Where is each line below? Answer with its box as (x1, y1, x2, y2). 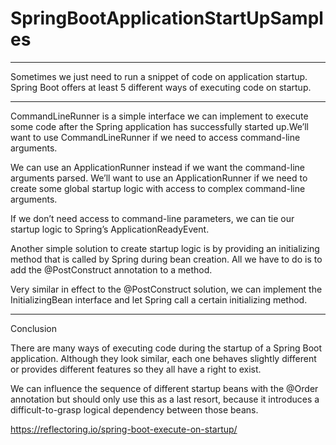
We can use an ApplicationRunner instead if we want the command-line (10, 161, 305, 173)
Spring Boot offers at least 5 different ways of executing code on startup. (10, 81, 312, 93)
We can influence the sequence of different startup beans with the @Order (10, 382, 319, 394)
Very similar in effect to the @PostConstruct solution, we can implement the (10, 283, 323, 295)
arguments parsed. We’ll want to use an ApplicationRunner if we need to (10, 172, 308, 184)
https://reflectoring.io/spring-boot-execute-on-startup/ (10, 423, 238, 435)
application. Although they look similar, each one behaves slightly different (10, 352, 317, 364)
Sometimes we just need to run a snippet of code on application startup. (10, 70, 308, 82)
